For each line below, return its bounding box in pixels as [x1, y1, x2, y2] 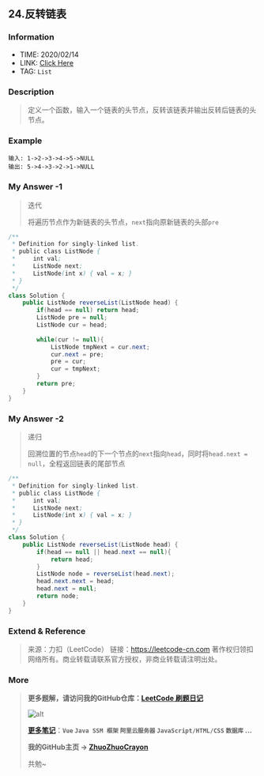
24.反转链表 [8, 7, 67, 21]
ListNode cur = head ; [36, 321, 108, 330]
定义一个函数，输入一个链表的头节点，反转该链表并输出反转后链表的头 [27, 105, 257, 115]
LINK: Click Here [19, 58, 74, 67]
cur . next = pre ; [50, 350, 104, 358]
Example [8, 135, 43, 146]
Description [8, 86, 55, 97]
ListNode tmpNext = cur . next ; [50, 343, 150, 351]
